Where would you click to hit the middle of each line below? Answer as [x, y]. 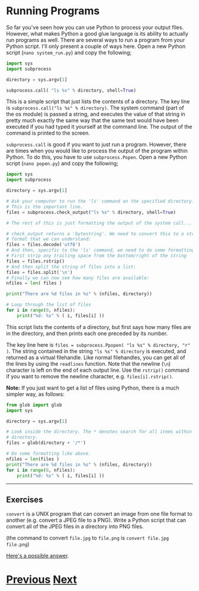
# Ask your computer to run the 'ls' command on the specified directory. [100, 202]
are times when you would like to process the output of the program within [97, 151]
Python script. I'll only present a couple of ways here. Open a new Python [96, 46]
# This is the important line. [45, 207]
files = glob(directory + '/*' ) [46, 443]
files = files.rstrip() [36, 261]
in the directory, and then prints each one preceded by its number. [87, 333]
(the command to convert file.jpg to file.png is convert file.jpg [88, 538]
